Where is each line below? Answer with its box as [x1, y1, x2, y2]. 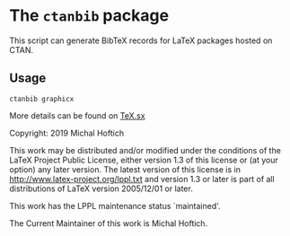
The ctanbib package [9, 5, 169, 26]
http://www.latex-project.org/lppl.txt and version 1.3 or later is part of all [9, 173, 276, 184]
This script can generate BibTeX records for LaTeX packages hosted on [9, 35, 273, 46]
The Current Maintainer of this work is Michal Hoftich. [9, 217, 208, 229]
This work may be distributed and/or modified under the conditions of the [9, 144, 281, 155]
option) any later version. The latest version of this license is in [9, 163, 241, 175]
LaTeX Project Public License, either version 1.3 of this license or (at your [9, 154, 278, 165]
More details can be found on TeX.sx [9, 109, 145, 121]
